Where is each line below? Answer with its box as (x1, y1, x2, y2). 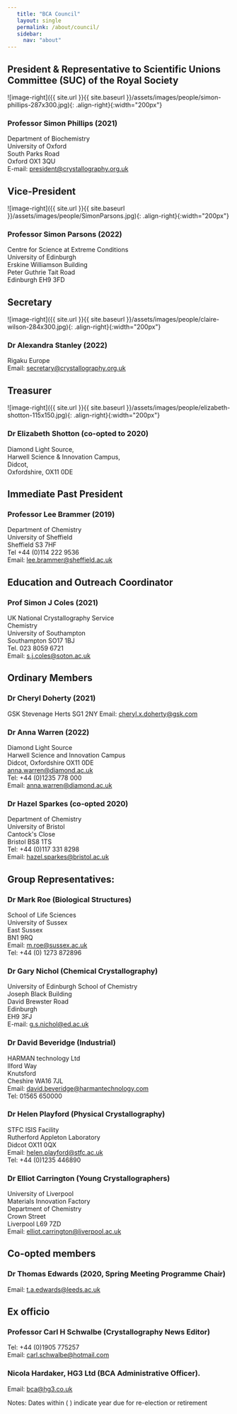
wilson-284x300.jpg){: (7, 322, 73, 331)
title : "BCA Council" (16, 10, 81, 18)
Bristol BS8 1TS (7, 837, 52, 846)
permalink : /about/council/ (16, 23, 100, 31)
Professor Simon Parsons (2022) (7, 229, 122, 239)
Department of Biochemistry (7, 134, 90, 143)
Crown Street (7, 1212, 46, 1221)
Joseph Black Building (7, 990, 72, 999)
